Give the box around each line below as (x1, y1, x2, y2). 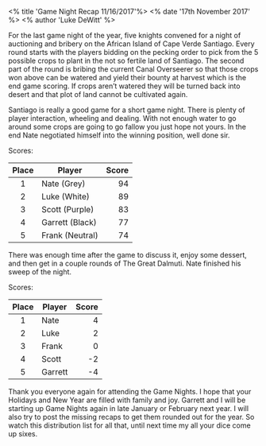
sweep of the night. (8, 267, 72, 277)
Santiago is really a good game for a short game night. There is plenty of (8, 105, 246, 114)
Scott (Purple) (40, 204, 94, 215)
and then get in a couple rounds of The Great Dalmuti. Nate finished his (8, 258, 241, 268)
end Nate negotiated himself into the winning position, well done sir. (8, 130, 230, 140)
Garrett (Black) (40, 217, 97, 227)
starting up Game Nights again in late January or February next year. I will (8, 404, 249, 413)
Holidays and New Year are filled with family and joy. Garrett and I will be (8, 395, 246, 405)
